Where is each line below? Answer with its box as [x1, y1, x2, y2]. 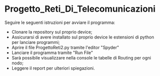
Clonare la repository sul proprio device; [11, 29, 93, 35]
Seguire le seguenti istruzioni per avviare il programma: [4, 19, 115, 25]
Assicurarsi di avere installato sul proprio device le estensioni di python [11, 34, 154, 40]
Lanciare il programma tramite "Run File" [11, 50, 93, 56]
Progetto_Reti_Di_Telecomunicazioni [4, 3, 156, 15]
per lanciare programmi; [11, 39, 60, 45]
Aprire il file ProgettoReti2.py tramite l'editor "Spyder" [11, 44, 120, 50]
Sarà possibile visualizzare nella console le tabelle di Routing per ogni [11, 55, 151, 60]
